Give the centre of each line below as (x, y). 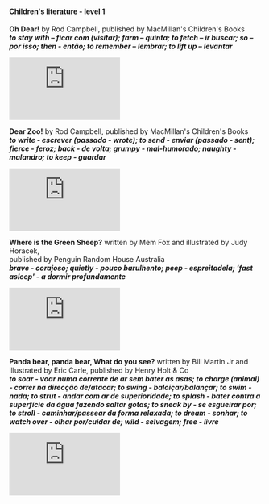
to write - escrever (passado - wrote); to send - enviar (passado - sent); (132, 140)
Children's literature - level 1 (57, 11)
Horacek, (24, 251)
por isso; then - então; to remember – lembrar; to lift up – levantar (121, 46)
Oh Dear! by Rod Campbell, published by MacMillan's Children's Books (127, 29)
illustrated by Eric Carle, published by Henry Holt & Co (99, 370)
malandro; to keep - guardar (58, 157)
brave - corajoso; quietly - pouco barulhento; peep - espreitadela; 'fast (131, 268)
